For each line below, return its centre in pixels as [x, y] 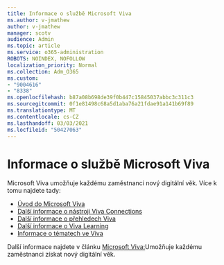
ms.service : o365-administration [55, 53]
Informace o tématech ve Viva [60, 234]
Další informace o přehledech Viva [67, 219]
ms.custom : [23, 78]
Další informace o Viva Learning [63, 226]
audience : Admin [31, 40]
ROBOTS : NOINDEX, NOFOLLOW [46, 59]
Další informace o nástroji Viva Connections [79, 212]
